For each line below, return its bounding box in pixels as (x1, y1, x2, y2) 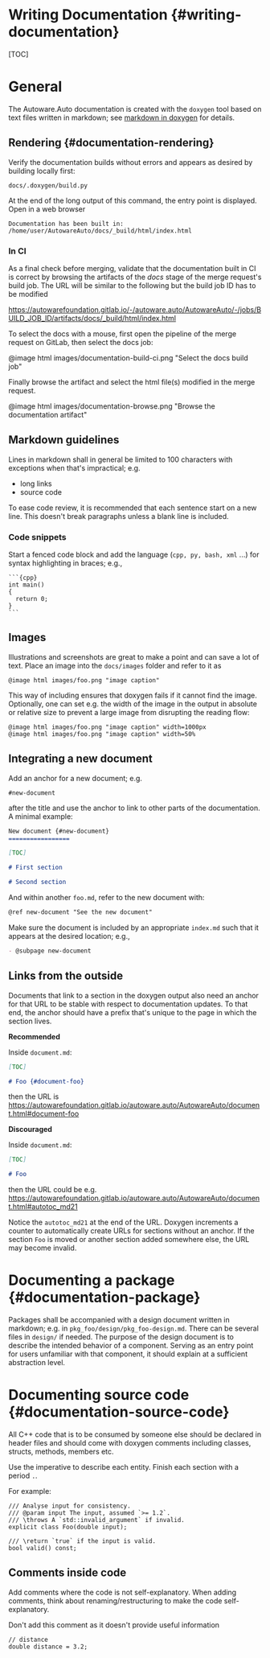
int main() (8, 581, 45, 589)
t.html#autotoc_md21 (8, 1202, 78, 1212)
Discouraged (8, 1125, 52, 1134)
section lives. (8, 1016, 52, 1026)
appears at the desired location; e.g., (8, 931, 130, 940)
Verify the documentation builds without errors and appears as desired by (8, 157, 253, 167)
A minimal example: (8, 811, 74, 821)
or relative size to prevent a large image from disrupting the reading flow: (8, 707, 251, 717)
